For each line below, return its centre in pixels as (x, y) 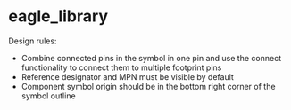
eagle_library (58, 16)
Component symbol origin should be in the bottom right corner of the (148, 86)
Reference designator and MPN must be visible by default (127, 76)
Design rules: (33, 41)
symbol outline (49, 96)
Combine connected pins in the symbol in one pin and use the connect (151, 58)
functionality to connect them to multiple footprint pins (121, 67)
